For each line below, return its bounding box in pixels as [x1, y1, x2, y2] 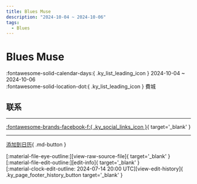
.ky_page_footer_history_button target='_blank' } [6, 172, 123, 178]
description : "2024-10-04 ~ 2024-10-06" [6, 14, 107, 20]
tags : [6, 19, 19, 25]
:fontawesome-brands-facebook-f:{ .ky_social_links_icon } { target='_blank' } [6, 123, 191, 130]
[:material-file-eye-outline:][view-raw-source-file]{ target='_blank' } [6, 153, 171, 159]
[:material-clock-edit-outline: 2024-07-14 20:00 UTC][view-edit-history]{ [6, 165, 184, 172]
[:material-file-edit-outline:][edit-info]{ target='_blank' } [6, 159, 140, 166]
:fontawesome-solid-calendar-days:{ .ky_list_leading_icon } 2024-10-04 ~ [6, 70, 185, 77]
